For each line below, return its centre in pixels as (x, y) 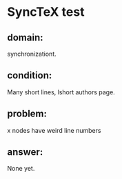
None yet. (21, 169)
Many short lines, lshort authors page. (61, 92)
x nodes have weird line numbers (54, 130)
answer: (25, 152)
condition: (30, 75)
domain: (25, 38)
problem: (27, 114)
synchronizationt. (32, 54)
